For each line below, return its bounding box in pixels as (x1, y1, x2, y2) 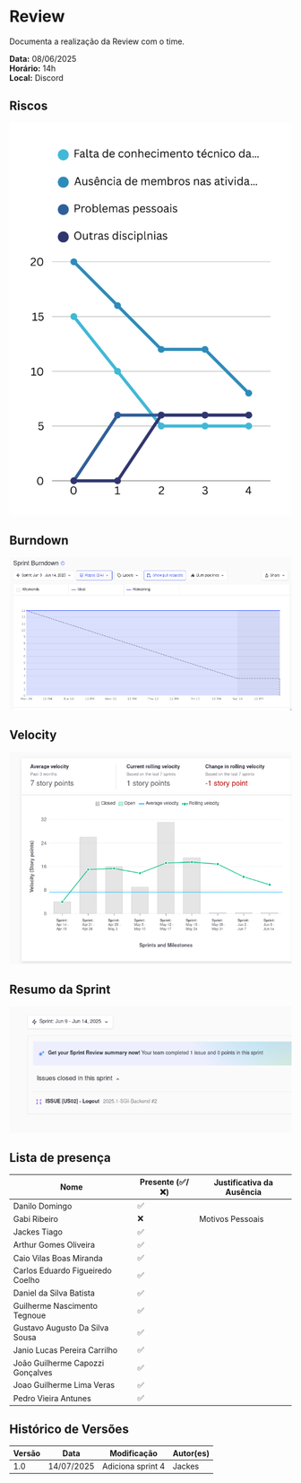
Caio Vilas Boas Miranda (13, 1252, 103, 1263)
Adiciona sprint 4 (101, 1461, 166, 1472)
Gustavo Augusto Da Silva (13, 1322, 109, 1333)
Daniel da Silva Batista (13, 1287, 96, 1298)
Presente (140, 1176, 175, 1187)
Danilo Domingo (13, 1200, 73, 1211)
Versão (13, 1447, 41, 1459)
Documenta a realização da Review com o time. (9, 36, 185, 47)
